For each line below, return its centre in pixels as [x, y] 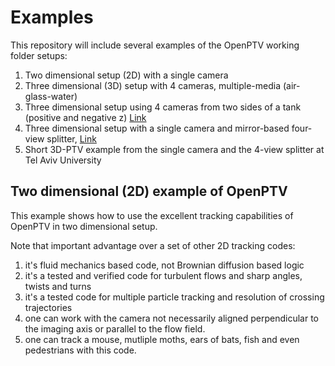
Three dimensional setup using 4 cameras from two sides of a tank [163, 107]
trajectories [48, 307]
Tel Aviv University [63, 160]
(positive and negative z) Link [85, 117]
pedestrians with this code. [80, 350]
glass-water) [51, 96]
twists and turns [58, 286]
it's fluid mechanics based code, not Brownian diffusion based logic [164, 265]
